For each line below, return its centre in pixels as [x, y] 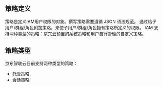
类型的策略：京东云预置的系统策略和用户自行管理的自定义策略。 [82, 34]
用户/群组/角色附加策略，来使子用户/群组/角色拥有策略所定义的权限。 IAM [79, 27]
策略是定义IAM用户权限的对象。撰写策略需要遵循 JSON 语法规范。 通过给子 [81, 22]
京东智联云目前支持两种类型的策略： [41, 63]
